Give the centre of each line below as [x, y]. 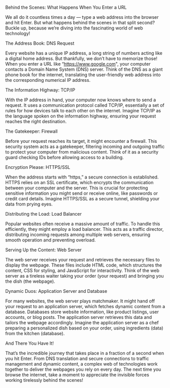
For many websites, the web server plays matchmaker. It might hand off [80, 301]
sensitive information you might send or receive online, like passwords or [82, 193]
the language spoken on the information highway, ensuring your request [81, 116]
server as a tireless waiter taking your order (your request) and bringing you [84, 276]
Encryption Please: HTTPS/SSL [38, 167]
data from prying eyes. [29, 204]
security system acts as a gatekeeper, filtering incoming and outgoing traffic [85, 146]
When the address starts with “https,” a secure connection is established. [82, 177]
